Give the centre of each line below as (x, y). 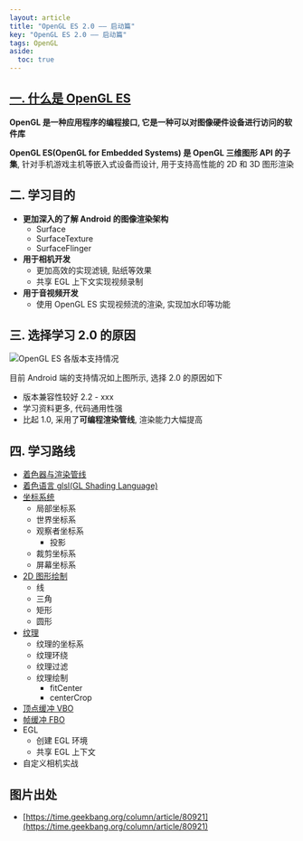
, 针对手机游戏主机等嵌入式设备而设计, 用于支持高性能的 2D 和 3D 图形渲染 (156, 164)
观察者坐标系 (60, 531)
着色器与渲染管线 (54, 475)
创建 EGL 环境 (62, 741)
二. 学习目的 (43, 195)
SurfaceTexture (64, 238)
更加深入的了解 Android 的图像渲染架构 (95, 219)
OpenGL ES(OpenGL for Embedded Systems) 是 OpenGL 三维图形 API (141, 152)
